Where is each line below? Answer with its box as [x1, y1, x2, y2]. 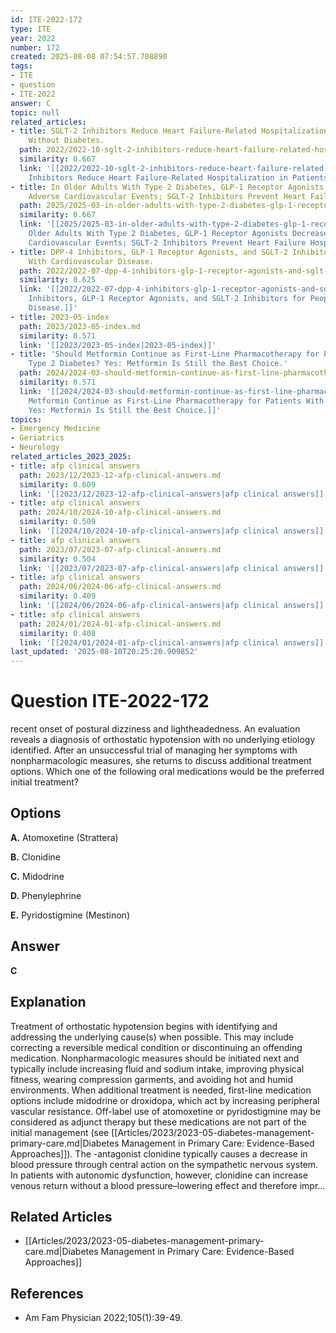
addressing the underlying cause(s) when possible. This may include [10, 1031, 294, 1043]
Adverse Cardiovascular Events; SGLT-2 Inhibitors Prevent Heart [28, 191, 307, 201]
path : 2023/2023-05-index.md [19, 321, 141, 331]
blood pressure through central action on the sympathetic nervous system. [10, 1158, 319, 1170]
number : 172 [10, 42, 60, 53]
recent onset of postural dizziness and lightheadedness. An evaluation [10, 723, 301, 735]
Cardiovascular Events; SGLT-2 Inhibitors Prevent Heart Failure [28, 237, 307, 248]
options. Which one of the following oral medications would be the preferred [10, 766, 325, 778]
